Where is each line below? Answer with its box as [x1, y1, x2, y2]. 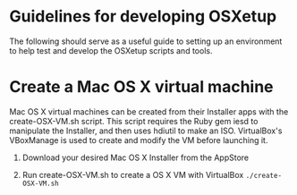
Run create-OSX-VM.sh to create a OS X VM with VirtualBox [21, 169, 244, 180]
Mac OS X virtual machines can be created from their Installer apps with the [9, 106, 289, 117]
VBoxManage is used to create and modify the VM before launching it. [9, 134, 268, 145]
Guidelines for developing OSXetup [9, 6, 277, 27]
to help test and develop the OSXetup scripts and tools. [9, 45, 213, 55]
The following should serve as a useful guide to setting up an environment [9, 36, 283, 47]
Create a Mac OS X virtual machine [9, 77, 275, 97]
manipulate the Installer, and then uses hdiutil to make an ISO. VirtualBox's [9, 125, 283, 136]
